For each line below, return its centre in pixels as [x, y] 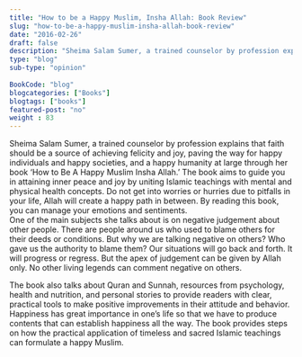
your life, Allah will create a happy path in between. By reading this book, [144, 201]
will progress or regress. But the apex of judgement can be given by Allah [145, 258]
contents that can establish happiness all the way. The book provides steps [148, 324]
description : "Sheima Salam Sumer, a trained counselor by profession [144, 51]
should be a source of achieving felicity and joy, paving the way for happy [146, 153]
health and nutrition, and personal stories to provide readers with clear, [141, 295]
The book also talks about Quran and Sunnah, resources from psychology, [147, 285]
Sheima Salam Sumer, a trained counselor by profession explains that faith [147, 144]
